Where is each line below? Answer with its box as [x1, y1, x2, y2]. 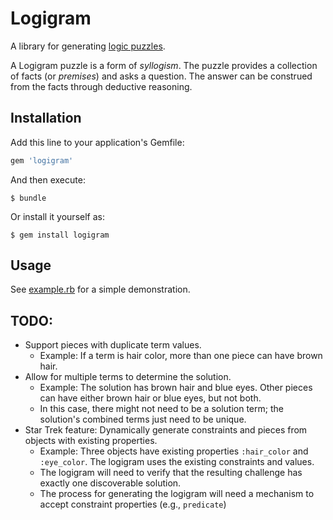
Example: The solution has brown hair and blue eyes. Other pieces [39, 382, 313, 394]
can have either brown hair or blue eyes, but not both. [39, 392, 262, 404]
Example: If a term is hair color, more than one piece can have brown [39, 350, 323, 362]
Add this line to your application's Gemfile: [10, 136, 185, 148]
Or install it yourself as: [10, 210, 105, 222]
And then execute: [10, 173, 86, 186]
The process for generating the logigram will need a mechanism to [39, 488, 315, 500]
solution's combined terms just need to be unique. [39, 413, 247, 426]
